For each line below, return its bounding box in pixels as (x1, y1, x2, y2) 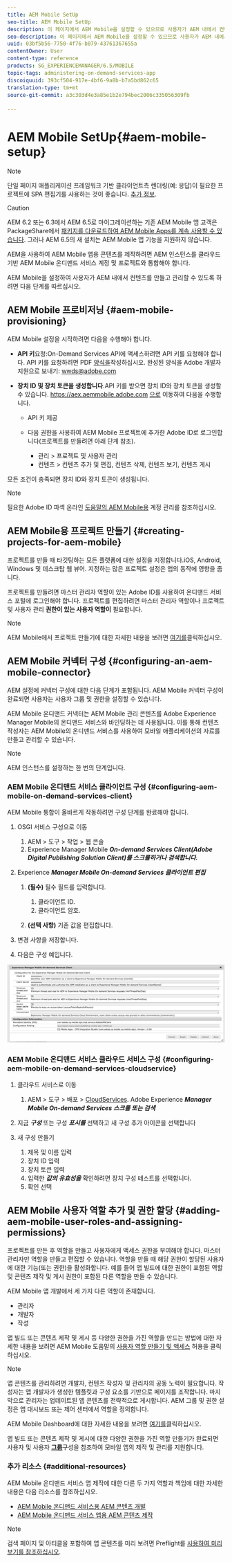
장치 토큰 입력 (27, 1165, 65, 1173)
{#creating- (133, 525, 185, 537)
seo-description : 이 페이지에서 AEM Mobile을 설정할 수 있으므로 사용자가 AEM (7, 33, 212, 40)
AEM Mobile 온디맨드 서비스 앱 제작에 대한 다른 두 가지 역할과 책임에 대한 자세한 (7, 1478, 223, 1487)
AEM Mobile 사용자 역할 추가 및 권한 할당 (7, 1205, 174, 1217)
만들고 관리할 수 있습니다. (7, 735, 76, 743)
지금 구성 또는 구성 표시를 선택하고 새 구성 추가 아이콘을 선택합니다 (17, 1118, 196, 1127)
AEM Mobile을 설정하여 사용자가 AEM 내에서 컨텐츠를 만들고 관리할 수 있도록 (7, 273, 215, 282)
